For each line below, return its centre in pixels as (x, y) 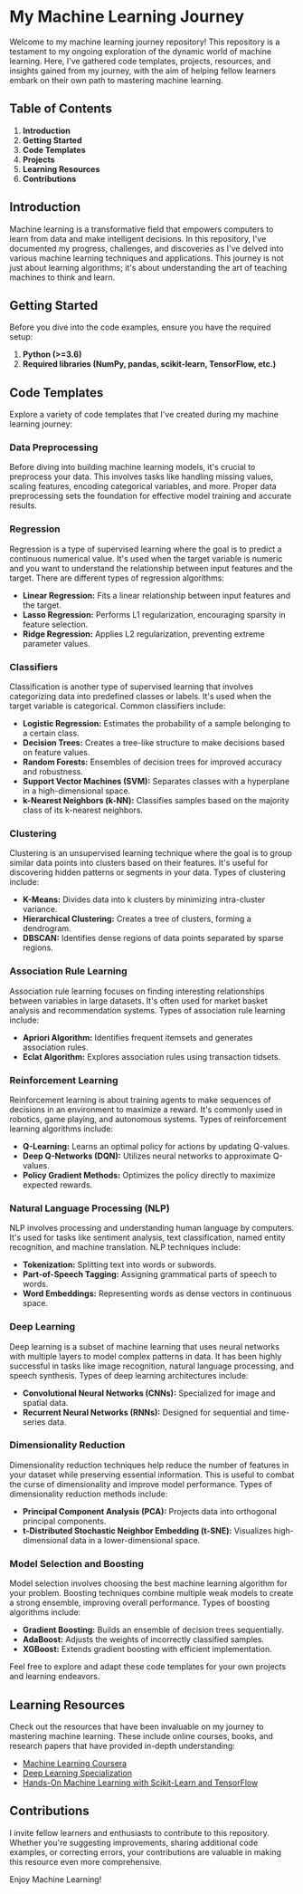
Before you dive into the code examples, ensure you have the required (140, 327)
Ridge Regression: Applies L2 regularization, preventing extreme (143, 634)
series (34, 1422)
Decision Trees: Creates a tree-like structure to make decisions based (153, 743)
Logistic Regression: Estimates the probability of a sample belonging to (156, 724)
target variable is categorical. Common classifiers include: (118, 706)
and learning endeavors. (55, 1677)
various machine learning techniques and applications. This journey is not (147, 258)
